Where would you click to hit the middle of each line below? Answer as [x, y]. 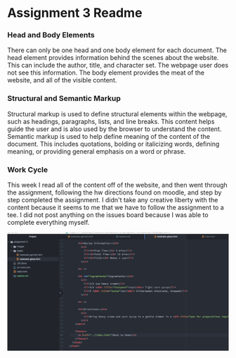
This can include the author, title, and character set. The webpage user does [118, 66]
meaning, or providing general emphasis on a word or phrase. [97, 151]
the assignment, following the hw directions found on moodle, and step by [114, 192]
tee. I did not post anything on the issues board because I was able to [108, 215]
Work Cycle [28, 169]
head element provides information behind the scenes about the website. [113, 58]
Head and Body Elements [51, 35]
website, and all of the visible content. [62, 80]
